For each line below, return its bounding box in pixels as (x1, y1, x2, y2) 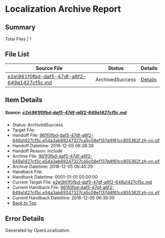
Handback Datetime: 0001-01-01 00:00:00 (12, 174, 98, 180)
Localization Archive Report (5, 3, 121, 15)
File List (5, 50, 29, 58)
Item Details (5, 96, 43, 104)
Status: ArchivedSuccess (12, 122, 63, 128)
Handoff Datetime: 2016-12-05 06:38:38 (12, 143, 94, 149)
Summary (5, 23, 36, 31)
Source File (35, 65, 63, 72)
